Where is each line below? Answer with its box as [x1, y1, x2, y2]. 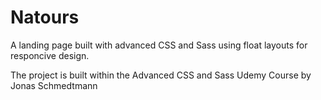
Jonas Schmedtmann [10, 79, 98, 91]
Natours [10, 6, 80, 29]
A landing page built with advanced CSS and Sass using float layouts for [10, 39, 308, 51]
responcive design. [10, 49, 90, 61]
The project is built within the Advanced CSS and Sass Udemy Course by [10, 69, 312, 81]
